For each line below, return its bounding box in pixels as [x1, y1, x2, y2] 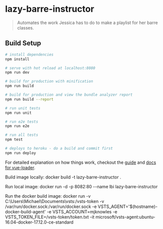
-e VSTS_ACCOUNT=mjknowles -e [46, 208, 118, 214]
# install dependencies [5, 52, 54, 57]
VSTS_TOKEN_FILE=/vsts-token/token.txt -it [5, 214, 95, 220]
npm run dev [5, 70, 29, 75]
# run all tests [5, 132, 38, 138]
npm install [5, 56, 29, 62]
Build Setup [5, 39, 41, 48]
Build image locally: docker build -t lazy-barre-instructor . [5, 174, 121, 180]
